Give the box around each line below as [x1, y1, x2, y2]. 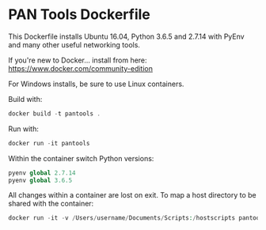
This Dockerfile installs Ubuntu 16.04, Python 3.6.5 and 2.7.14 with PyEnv [8, 32, 245, 41]
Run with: [8, 124, 40, 134]
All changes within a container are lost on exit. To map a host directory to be [8, 190, 256, 200]
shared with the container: [8, 199, 94, 209]
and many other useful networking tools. [8, 40, 141, 49]
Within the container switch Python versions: [8, 153, 154, 163]
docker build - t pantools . [8, 109, 101, 118]
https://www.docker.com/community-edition [8, 63, 153, 73]
